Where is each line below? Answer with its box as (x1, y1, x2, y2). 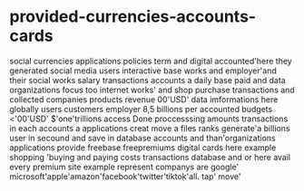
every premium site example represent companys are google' (9, 161, 240, 172)
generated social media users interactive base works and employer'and (9, 65, 277, 76)
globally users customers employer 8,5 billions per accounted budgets (9, 103, 273, 114)
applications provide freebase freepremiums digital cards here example (9, 142, 277, 153)
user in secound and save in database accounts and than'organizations (9, 132, 276, 143)
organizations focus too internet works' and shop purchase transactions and (9, 84, 295, 95)
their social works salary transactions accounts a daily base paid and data (9, 74, 286, 85)
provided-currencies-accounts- (9, 6, 257, 27)
